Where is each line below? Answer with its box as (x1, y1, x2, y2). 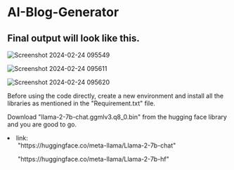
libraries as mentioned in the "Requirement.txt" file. (7, 99, 156, 107)
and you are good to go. (7, 120, 77, 129)
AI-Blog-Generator (7, 4, 119, 20)
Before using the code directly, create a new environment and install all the (7, 92, 223, 100)
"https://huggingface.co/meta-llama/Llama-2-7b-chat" (17, 141, 176, 150)
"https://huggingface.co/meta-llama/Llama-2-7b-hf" (17, 155, 170, 163)
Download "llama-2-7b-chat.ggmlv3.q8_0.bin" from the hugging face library (7, 113, 227, 121)
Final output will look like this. (7, 32, 140, 44)
